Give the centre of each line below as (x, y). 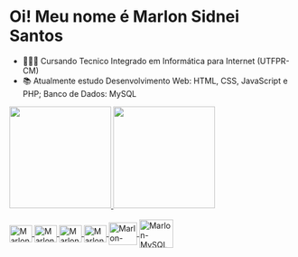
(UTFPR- (273, 61)
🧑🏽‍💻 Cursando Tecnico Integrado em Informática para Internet (139, 61)
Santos (36, 36)
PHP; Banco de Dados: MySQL (79, 93)
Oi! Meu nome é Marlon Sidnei (125, 17)
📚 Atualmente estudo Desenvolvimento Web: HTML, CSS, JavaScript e (155, 81)
